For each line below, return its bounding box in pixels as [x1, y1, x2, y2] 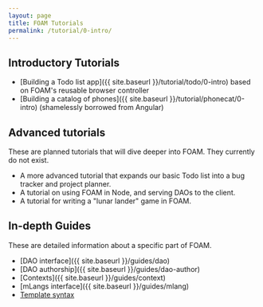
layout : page [8, 11, 52, 20]
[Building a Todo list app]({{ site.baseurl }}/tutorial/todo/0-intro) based [19, 77, 251, 87]
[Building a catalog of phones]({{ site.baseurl [19, 94, 168, 104]
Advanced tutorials [8, 125, 106, 140]
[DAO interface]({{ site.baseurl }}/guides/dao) [19, 256, 170, 266]
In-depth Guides [8, 219, 92, 233]
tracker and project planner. [19, 179, 112, 188]
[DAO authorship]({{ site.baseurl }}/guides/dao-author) [19, 264, 201, 274]
